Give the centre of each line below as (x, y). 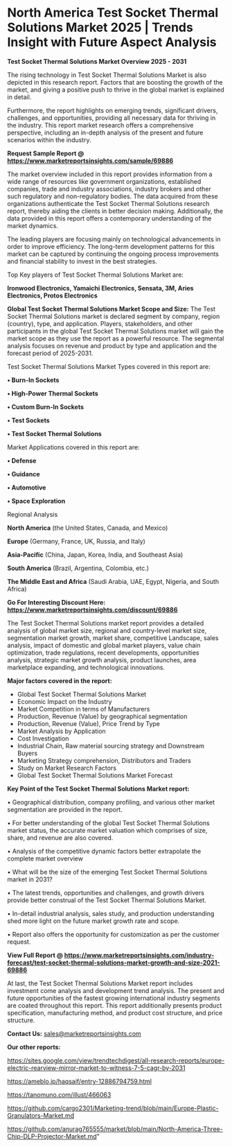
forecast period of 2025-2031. (50, 353)
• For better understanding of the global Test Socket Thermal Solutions (108, 822)
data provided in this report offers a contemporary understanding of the (109, 218)
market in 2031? (30, 879)
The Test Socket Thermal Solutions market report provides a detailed (106, 623)
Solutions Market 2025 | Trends (100, 27)
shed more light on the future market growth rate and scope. (93, 921)
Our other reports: (34, 1047)
